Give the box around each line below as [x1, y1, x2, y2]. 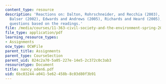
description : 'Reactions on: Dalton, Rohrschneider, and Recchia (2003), [5, 12, 161, 17]
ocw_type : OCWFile [5, 44, 43, 49]
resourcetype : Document [5, 62, 54, 67]
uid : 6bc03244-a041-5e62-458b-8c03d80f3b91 [5, 72, 96, 77]
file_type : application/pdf [5, 30, 63, 35]
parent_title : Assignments [5, 48, 61, 53]
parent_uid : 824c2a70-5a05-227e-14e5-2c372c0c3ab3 [5, 58, 112, 63]
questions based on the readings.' [9, 21, 83, 26]
